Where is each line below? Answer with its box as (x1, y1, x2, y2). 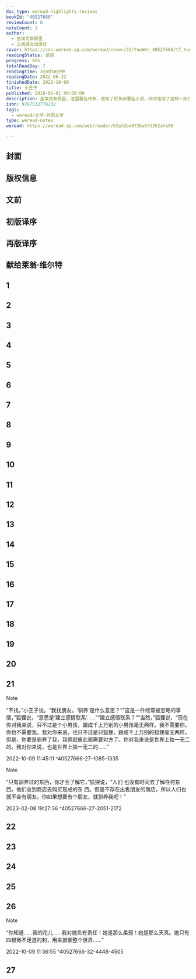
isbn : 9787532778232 (6, 101, 57, 107)
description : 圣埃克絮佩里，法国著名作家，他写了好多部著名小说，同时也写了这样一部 (6, 96, 188, 101)
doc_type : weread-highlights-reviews (6, 8, 98, 15)
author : (6, 30, 25, 36)
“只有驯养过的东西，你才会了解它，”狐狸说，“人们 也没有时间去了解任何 (6, 778, 176, 786)
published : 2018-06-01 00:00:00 (6, 90, 85, 96)
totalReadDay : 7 (6, 63, 45, 69)
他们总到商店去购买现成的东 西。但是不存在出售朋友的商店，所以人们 (16, 786, 181, 793)
